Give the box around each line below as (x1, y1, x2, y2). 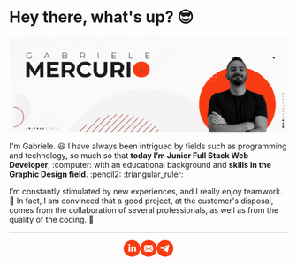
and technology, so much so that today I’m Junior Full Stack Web (9, 150, 249, 161)
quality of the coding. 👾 (9, 215, 95, 225)
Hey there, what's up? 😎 (9, 7, 194, 27)
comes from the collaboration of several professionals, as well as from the (9, 205, 279, 216)
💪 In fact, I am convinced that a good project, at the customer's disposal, (9, 195, 274, 206)
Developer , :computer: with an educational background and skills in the (9, 160, 272, 171)
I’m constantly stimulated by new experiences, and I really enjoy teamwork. (9, 186, 283, 197)
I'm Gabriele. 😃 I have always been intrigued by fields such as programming (9, 141, 287, 152)
